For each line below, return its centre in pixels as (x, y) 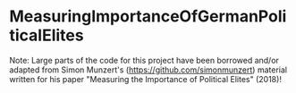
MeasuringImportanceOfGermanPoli (148, 17)
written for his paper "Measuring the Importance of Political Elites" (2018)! (145, 79)
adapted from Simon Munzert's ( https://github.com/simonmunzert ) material (148, 70)
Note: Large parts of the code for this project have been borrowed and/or (144, 60)
